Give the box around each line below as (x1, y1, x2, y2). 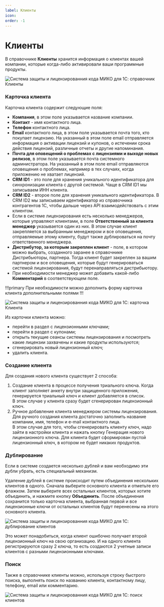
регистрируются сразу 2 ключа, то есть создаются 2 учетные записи (5, 543, 151, 549)
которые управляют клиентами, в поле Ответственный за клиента (12, 218, 154, 224)
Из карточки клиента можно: (5, 314, 66, 320)
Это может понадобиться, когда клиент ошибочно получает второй (5, 533, 147, 539)
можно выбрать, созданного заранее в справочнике (12, 249, 123, 255)
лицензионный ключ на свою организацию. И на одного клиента (5, 538, 141, 544)
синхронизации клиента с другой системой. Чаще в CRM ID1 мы (12, 182, 147, 187)
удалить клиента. (12, 350, 49, 355)
